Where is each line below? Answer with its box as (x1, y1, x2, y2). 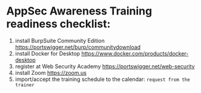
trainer (15, 82, 35, 88)
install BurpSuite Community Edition (15, 37, 105, 44)
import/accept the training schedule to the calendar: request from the (15, 75, 191, 83)
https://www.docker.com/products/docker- (81, 50, 189, 57)
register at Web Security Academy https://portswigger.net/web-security (15, 62, 195, 70)
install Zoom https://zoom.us (15, 69, 87, 76)
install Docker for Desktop (15, 50, 81, 57)
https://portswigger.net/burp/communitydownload (15, 43, 141, 51)
